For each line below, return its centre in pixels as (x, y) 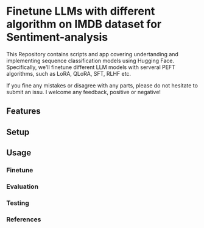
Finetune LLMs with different (81, 11)
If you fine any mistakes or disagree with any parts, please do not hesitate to (102, 85)
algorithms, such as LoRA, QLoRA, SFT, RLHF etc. (69, 73)
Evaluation (22, 186)
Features (23, 111)
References (24, 219)
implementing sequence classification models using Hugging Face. (90, 61)
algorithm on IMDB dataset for (84, 24)
